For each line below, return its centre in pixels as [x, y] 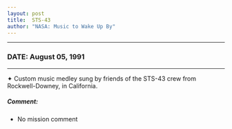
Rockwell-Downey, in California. [52, 86]
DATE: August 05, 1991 [46, 57]
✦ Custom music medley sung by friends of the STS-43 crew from [102, 78]
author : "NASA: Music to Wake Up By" [61, 26]
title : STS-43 [29, 20]
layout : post [26, 13]
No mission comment [47, 119]
